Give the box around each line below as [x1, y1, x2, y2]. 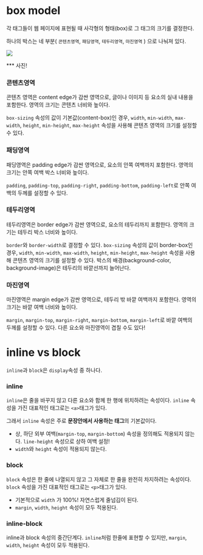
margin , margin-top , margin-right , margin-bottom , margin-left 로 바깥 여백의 [6, 316, 193, 324]
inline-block [6, 519, 43, 528]
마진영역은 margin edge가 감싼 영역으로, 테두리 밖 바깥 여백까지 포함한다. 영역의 [6, 296, 196, 303]
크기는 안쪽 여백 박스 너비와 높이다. [6, 169, 89, 176]
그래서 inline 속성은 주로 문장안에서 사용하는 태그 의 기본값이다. [6, 417, 157, 425]
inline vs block [6, 346, 81, 360]
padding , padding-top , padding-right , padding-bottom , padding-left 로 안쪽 [6, 181, 190, 189]
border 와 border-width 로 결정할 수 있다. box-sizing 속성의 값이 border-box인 [6, 241, 193, 248]
